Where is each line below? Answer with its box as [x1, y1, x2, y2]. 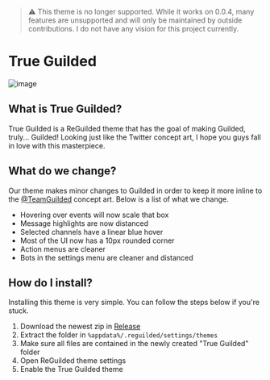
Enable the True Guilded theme [19, 365, 123, 374]
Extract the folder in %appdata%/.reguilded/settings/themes [19, 330, 218, 340]
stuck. [8, 306, 29, 315]
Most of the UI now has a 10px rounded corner [19, 236, 175, 245]
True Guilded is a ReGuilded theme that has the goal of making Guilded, [8, 123, 246, 133]
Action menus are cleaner [19, 244, 106, 253]
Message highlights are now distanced [19, 218, 149, 228]
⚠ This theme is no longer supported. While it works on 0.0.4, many [27, 7, 255, 16]
